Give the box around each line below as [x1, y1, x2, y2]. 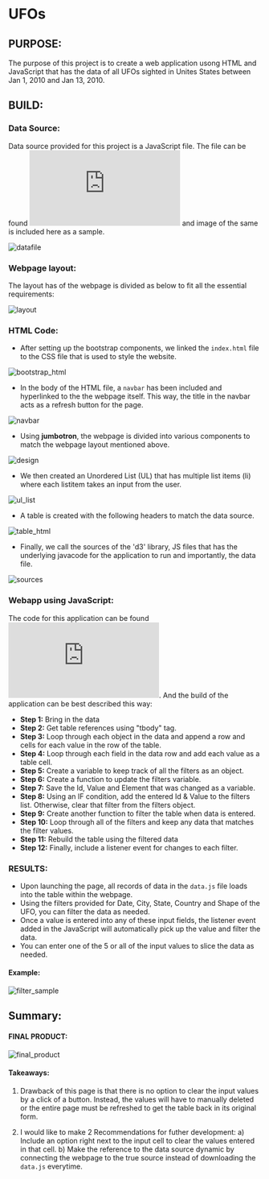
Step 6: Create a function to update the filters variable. [19, 774, 202, 784]
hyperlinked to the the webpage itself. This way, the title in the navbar [19, 391, 251, 401]
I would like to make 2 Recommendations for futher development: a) [19, 1127, 245, 1136]
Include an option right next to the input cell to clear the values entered [19, 1136, 255, 1145]
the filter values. [19, 825, 74, 835]
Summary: [8, 1009, 62, 1023]
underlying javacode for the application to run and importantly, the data [19, 551, 256, 561]
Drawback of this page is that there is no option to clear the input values [19, 1086, 259, 1095]
